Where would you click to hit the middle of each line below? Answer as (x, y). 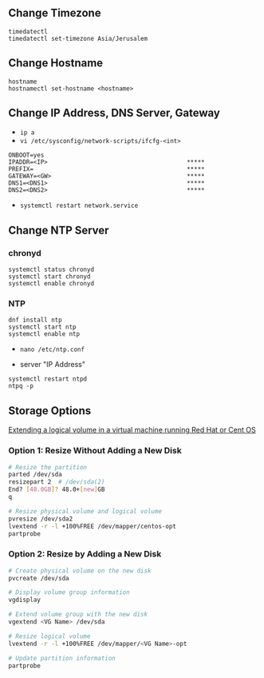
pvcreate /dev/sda (39, 578)
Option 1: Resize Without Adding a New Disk (95, 451)
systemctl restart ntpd (48, 379)
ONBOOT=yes (26, 155)
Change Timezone (55, 13)
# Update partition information (62, 658)
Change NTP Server (59, 230)
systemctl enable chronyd (51, 284)
